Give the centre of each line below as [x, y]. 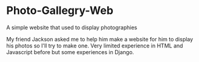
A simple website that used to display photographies [72, 27]
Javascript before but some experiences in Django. [70, 52]
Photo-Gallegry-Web [60, 11]
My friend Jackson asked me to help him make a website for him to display [100, 39]
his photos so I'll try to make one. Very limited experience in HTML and [95, 46]
